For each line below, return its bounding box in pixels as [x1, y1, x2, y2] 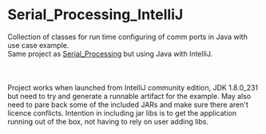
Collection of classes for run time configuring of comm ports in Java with [7, 32, 248, 41]
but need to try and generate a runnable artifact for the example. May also [7, 91, 252, 100]
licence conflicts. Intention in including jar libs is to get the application [7, 108, 237, 117]
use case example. [7, 40, 69, 49]
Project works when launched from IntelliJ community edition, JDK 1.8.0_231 [7, 82, 259, 93]
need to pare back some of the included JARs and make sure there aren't [7, 100, 248, 109]
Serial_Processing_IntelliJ [7, 6, 184, 24]
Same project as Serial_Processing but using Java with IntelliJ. [7, 49, 213, 58]
